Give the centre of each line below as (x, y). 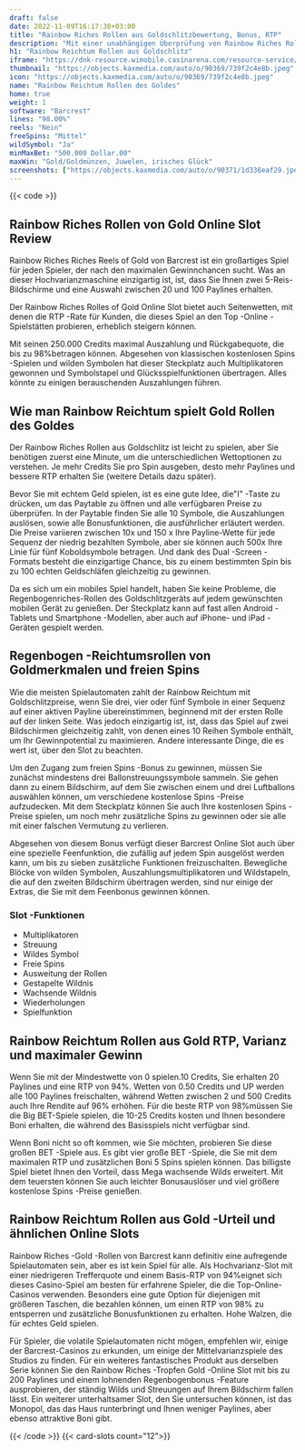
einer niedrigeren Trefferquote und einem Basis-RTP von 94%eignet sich (146, 1275)
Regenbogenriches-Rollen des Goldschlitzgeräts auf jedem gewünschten (146, 598)
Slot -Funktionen (47, 915)
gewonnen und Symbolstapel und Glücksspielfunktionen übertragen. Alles (148, 373)
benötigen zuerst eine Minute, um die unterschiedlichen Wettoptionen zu (146, 457)
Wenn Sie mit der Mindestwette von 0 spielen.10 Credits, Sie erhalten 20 (144, 1076)
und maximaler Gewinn (76, 1055)
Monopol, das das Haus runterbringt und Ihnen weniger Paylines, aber (141, 1408)
